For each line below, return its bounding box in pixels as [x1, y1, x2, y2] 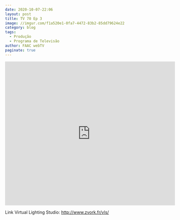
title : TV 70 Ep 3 [5, 16, 42, 21]
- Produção [9, 34, 32, 39]
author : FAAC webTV [5, 43, 45, 48]
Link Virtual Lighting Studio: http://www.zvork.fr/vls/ [5, 209, 109, 215]
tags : [5, 30, 16, 34]
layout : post [5, 12, 32, 17]
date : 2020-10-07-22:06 [5, 7, 53, 12]
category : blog [5, 25, 36, 30]
